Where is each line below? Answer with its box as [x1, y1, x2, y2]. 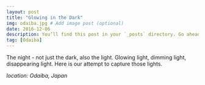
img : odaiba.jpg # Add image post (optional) [6, 20, 124, 26]
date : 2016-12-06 [6, 25, 51, 32]
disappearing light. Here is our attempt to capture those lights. [6, 60, 163, 67]
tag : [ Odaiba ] [6, 37, 43, 43]
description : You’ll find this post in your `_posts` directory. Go [6, 32, 184, 38]
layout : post [6, 8, 40, 15]
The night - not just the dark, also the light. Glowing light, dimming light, [6, 54, 187, 61]
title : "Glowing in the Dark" [6, 15, 84, 21]
